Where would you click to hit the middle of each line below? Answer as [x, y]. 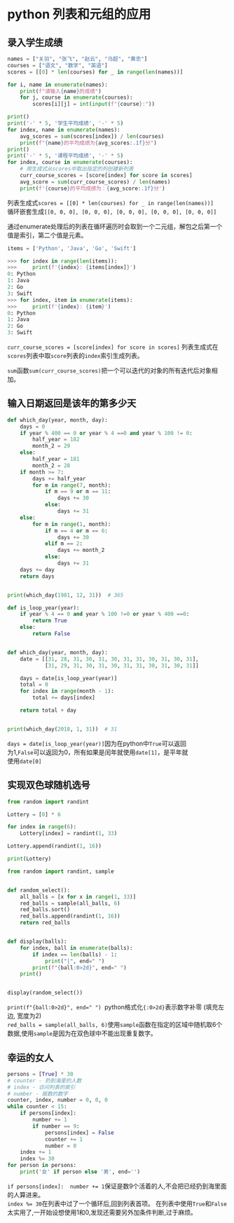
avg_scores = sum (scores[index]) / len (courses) [92, 136]
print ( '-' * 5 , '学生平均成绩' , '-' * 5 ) [66, 123]
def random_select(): [39, 890]
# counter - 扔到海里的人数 [44, 1080]
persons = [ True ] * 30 [40, 1074]
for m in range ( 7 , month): [72, 485]
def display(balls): [37, 941]
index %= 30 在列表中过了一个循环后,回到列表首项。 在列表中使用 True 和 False [117, 1203]
